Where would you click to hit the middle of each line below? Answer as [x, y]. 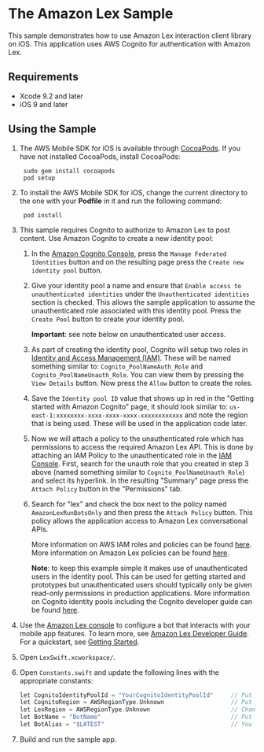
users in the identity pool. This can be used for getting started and [138, 576]
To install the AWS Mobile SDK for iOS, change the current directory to [134, 192]
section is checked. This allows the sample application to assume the [143, 302]
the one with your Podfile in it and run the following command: [121, 201]
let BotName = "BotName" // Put [136, 717]
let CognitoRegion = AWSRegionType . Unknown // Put [136, 702]
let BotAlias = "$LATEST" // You [136, 724]
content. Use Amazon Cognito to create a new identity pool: [116, 238]
